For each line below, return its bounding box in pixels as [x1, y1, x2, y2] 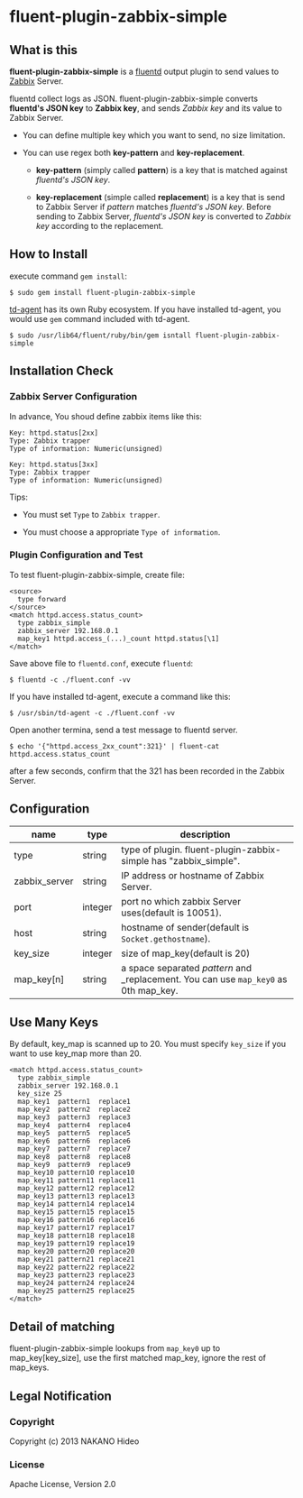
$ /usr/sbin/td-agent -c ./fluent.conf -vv [9, 708, 176, 718]
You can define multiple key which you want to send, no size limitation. [22, 130, 286, 141]
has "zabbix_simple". [151, 854, 241, 867]
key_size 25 [17, 1089, 63, 1098]
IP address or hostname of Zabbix [121, 868, 264, 881]
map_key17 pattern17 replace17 [17, 1224, 135, 1233]
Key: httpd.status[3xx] [9, 460, 99, 469]
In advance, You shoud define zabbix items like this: [9, 410, 203, 421]
